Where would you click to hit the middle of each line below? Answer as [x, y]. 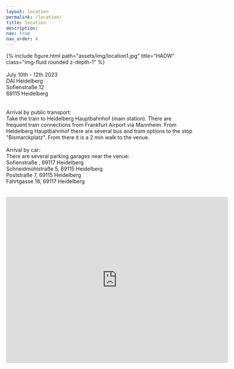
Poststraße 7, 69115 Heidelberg [44, 175]
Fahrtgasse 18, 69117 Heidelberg [45, 181]
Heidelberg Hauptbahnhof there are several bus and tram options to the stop [99, 131]
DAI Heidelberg [25, 81]
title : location [26, 22]
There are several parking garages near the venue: [68, 156]
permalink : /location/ [34, 17]
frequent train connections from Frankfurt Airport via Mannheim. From [92, 125]
